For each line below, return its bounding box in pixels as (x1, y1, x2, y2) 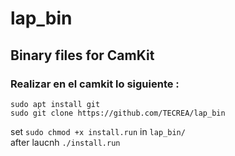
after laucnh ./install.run (10, 136, 121, 148)
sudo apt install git (10, 99, 101, 109)
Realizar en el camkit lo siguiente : (10, 77, 180, 91)
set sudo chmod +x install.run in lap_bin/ (10, 125, 186, 137)
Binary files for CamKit (10, 47, 155, 64)
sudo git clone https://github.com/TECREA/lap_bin (10, 108, 226, 118)
